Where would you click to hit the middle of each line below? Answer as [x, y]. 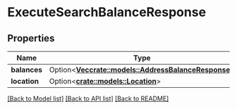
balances [27, 70]
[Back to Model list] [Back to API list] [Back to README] [88, 98]
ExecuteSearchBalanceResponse [107, 12]
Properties [31, 38]
